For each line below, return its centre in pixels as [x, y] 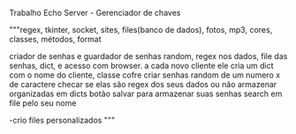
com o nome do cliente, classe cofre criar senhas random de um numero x [145, 75]
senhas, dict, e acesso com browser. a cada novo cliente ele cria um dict [141, 66]
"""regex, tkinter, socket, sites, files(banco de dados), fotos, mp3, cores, [141, 30]
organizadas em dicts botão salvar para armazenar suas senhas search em [146, 93]
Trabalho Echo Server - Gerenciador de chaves [95, 13]
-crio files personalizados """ [62, 120]
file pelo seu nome [43, 103]
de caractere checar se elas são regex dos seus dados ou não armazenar [143, 84]
